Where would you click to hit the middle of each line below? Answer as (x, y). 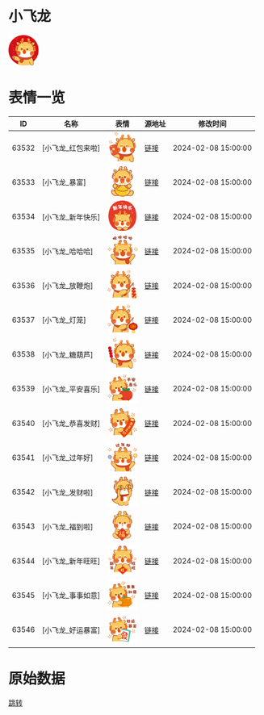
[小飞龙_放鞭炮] (67, 286)
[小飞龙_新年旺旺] (71, 561)
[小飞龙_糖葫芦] (67, 354)
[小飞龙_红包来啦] (71, 148)
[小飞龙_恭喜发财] (71, 424)
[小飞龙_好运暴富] (71, 629)
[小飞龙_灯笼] (64, 320)
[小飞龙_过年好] (67, 458)
